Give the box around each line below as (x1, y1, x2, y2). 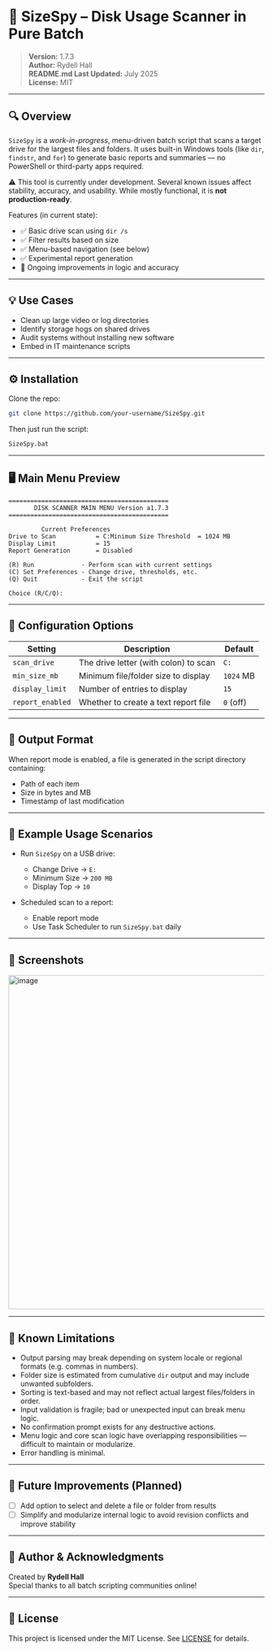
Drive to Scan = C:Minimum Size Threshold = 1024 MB (8, 532, 231, 540)
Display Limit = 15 (8, 539, 111, 547)
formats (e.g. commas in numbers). (19, 1361, 139, 1371)
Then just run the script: (8, 425, 89, 434)
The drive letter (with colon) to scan (78, 656, 215, 668)
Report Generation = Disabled (8, 547, 132, 555)
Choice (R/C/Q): (8, 589, 63, 597)
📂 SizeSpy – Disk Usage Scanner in (8, 7, 247, 26)
